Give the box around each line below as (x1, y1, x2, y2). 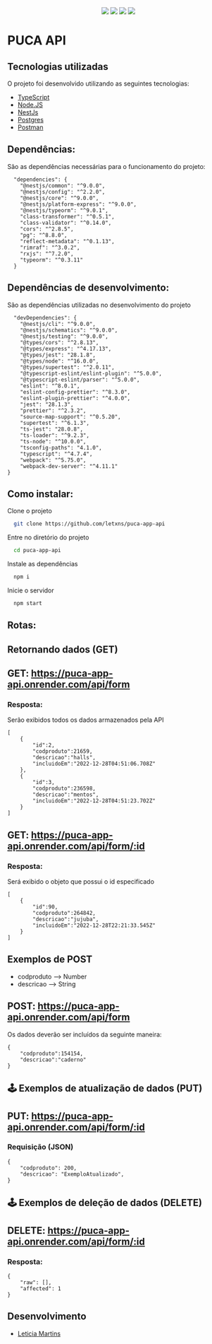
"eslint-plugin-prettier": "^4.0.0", (20, 395, 131, 402)
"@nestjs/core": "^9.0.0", (20, 194, 99, 201)
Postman (17, 123, 44, 132)
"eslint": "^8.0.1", (20, 382, 80, 390)
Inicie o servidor (7, 586, 54, 595)
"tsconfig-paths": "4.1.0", (20, 444, 102, 451)
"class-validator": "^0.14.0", (20, 219, 112, 226)
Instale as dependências (7, 560, 78, 568)
